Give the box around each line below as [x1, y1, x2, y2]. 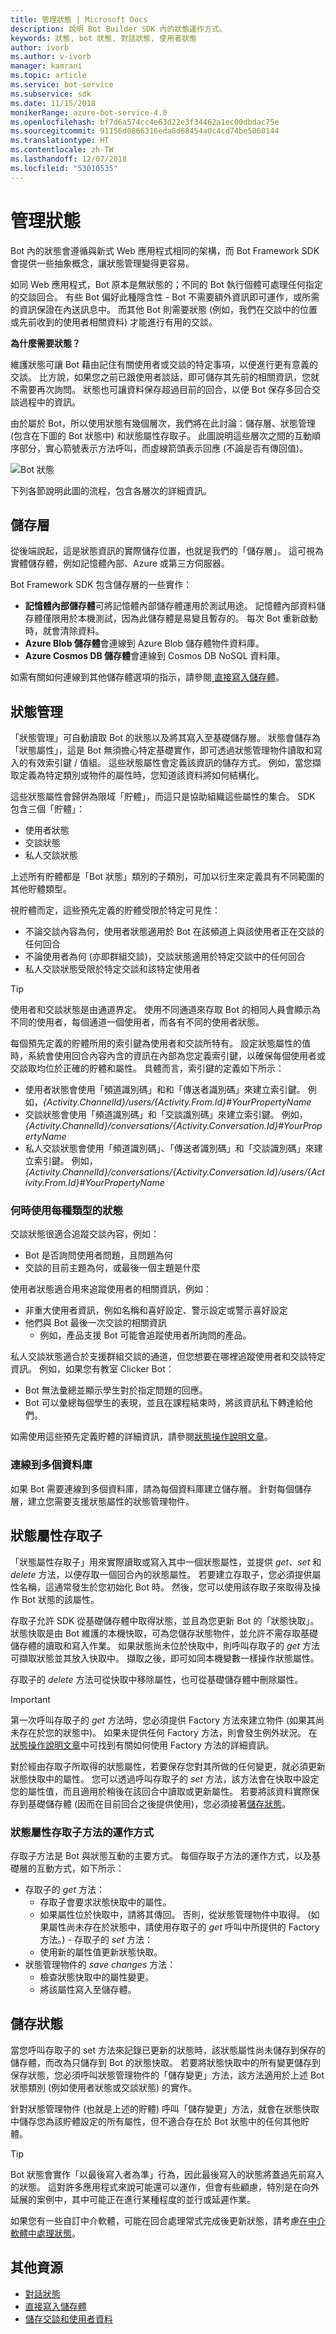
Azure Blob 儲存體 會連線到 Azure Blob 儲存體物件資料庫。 [24, 637, 265, 650]
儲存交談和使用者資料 [24, 2312, 113, 2325]
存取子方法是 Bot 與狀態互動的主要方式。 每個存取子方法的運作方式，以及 [10, 1849, 312, 1861]
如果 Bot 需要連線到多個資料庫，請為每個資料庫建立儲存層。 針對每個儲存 [10, 1482, 312, 1495]
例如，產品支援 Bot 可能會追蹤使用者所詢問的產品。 [39, 1329, 252, 1341]
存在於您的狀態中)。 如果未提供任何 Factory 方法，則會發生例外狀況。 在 [18, 1726, 318, 1738]
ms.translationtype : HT [10, 136, 110, 146]
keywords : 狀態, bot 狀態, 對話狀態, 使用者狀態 [10, 33, 197, 43]
